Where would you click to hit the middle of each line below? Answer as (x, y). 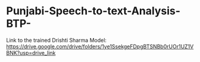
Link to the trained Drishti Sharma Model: (57, 40)
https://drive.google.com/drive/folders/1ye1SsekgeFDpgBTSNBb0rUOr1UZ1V (100, 46)
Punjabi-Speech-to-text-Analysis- (93, 11)
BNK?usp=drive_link (31, 52)
